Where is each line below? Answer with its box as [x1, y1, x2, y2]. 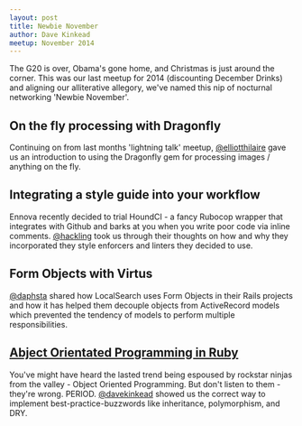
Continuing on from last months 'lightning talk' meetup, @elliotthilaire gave [9, 142, 287, 153]
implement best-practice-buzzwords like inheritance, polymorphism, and [9, 398, 281, 409]
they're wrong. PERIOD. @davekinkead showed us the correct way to [9, 388, 266, 399]
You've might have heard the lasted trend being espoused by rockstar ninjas [9, 369, 293, 380]
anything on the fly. [9, 162, 81, 172]
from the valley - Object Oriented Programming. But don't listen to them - [9, 378, 281, 389]
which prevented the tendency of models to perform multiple [9, 309, 236, 320]
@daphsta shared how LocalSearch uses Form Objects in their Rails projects [9, 290, 293, 301]
